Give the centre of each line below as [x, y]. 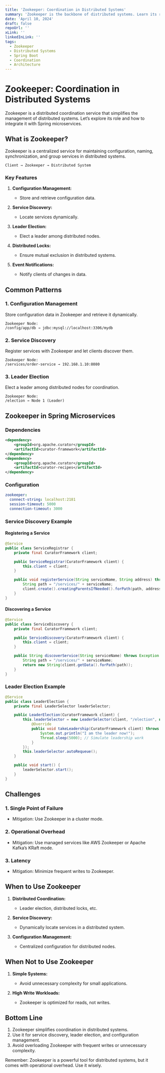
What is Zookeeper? [37, 139]
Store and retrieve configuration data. [57, 198]
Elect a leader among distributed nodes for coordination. [62, 387]
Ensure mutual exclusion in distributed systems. [68, 255]
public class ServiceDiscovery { [39, 624]
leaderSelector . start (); [48, 770]
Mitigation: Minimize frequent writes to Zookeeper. [63, 871]
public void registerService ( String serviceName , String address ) [83, 580]
